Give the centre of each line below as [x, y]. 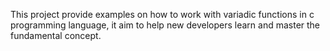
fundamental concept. [56, 35]
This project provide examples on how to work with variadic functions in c [162, 14]
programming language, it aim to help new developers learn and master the [165, 25]
